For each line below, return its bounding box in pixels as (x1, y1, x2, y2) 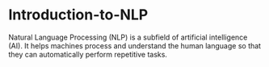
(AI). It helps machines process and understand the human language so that (8, 40, 261, 50)
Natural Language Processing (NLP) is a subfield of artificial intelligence (8, 32, 248, 42)
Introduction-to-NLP (8, 6, 149, 24)
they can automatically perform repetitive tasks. (8, 49, 168, 59)
